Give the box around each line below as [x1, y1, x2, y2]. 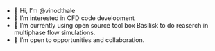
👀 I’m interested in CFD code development [13, 14, 135, 22]
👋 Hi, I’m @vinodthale [13, 7, 76, 14]
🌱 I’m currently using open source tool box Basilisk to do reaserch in [13, 21, 209, 29]
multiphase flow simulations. [13, 28, 96, 37]
